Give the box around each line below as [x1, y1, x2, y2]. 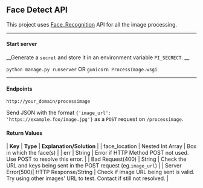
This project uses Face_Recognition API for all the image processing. [6, 21, 177, 28]
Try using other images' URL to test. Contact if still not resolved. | [6, 175, 169, 182]
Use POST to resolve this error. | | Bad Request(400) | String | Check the [6, 155, 187, 163]
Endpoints [6, 85, 33, 92]
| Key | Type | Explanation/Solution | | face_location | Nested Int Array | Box [6, 143, 197, 150]
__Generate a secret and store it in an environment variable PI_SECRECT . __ [6, 54, 190, 61]
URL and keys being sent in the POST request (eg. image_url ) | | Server [6, 162, 182, 169]
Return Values [6, 129, 43, 137]
